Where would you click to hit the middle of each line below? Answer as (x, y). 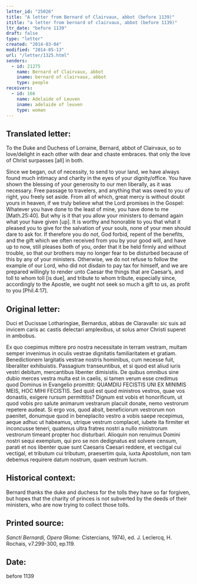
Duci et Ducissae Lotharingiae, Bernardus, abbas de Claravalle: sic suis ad (96, 323)
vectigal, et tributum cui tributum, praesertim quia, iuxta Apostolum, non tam (98, 453)
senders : (17, 61)
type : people (33, 83)
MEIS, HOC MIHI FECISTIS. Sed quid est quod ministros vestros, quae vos (96, 391)
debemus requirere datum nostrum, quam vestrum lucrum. (77, 460)
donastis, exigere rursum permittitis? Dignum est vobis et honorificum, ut (94, 397)
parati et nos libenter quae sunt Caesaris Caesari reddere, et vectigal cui (94, 447)
